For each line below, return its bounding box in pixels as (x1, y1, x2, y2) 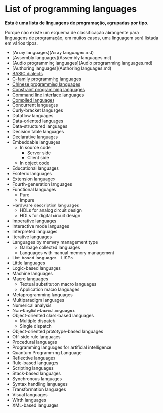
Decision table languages (12, 128, 64, 134)
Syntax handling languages (12, 381, 68, 387)
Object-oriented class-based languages (12, 312, 94, 318)
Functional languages (12, 186, 56, 192)
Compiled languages (12, 97, 55, 103)
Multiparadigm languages (12, 297, 65, 303)
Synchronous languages (12, 375, 62, 382)
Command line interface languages (12, 92, 84, 98)
